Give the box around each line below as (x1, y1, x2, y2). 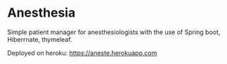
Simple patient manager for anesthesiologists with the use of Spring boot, (7, 28, 221, 36)
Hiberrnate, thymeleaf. (7, 35, 72, 43)
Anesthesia (7, 5, 76, 21)
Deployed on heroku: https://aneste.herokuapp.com (7, 49, 157, 57)
